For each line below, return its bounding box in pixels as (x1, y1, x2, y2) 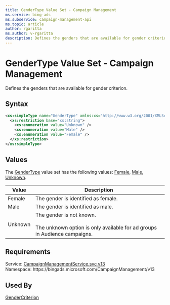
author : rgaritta (5, 26, 42, 31)
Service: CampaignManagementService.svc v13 (5, 261, 105, 267)
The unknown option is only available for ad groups (35, 224, 157, 231)
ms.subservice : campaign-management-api (5, 17, 92, 22)
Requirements (5, 247, 51, 256)
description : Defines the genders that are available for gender (5, 36, 146, 41)
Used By (5, 281, 32, 289)
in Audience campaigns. (35, 230, 93, 237)
